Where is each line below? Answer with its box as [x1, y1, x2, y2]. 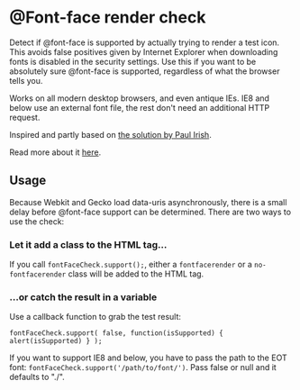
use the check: [9, 215, 65, 227]
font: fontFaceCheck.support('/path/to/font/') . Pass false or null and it [9, 362, 277, 373]
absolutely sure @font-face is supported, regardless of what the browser [9, 66, 280, 77]
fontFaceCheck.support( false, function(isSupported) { [9, 329, 223, 338]
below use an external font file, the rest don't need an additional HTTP [9, 102, 270, 113]
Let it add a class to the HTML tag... [9, 238, 168, 250]
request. [9, 112, 41, 122]
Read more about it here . [9, 147, 102, 158]
